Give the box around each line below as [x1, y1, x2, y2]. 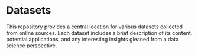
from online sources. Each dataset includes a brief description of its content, [6, 29, 193, 36]
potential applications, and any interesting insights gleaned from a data [6, 35, 179, 43]
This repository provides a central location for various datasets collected [6, 23, 183, 30]
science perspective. [6, 42, 57, 49]
